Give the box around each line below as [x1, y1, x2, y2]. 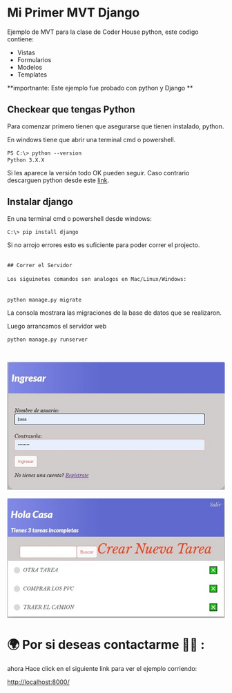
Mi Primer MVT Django [7, 5, 140, 21]
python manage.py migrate [7, 296, 81, 303]
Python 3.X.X [7, 157, 45, 164]
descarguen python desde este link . [7, 176, 109, 184]
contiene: [7, 35, 35, 43]
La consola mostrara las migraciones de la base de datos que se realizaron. [7, 309, 222, 317]
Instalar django [7, 196, 74, 208]
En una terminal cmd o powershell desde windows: [7, 214, 152, 222]
